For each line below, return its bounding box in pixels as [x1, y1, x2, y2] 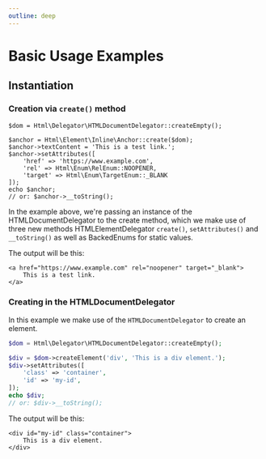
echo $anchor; [8, 185, 57, 193]
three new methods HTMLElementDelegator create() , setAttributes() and [8, 223, 259, 233]
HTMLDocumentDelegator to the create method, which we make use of [8, 215, 247, 225]
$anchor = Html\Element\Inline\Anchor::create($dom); [8, 135, 194, 144]
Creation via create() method [8, 103, 127, 114]
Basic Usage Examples [8, 46, 164, 65]
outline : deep [8, 11, 57, 20]
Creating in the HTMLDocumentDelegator [8, 296, 175, 308]
